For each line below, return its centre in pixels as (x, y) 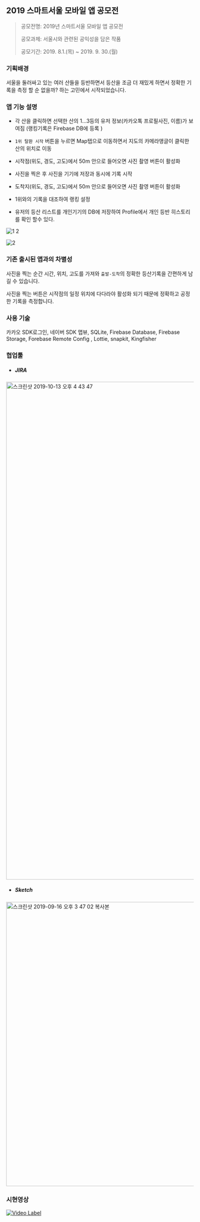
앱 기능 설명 (22, 107)
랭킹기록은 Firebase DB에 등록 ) (65, 128)
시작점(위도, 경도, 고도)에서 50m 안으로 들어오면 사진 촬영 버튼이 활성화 (97, 161)
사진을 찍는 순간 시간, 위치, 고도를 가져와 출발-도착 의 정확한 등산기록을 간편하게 (96, 274)
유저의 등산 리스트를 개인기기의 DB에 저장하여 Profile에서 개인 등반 (92, 212)
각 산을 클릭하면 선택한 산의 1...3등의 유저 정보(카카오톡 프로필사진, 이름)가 (101, 121)
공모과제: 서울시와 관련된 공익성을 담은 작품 (71, 39)
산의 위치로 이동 (33, 148)
